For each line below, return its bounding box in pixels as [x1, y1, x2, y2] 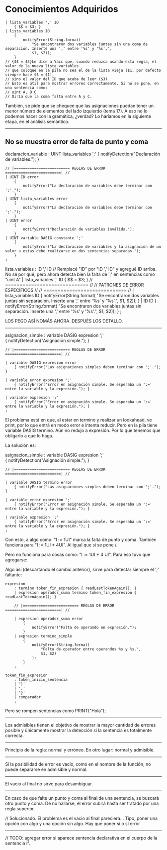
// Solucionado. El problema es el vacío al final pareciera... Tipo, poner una [5, 815, 158, 821]
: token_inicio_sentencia [14, 677, 68, 682]
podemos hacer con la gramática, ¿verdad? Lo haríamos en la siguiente [5, 113, 152, 119]
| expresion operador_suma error [14, 616, 83, 621]
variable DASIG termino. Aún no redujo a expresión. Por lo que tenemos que [5, 427, 161, 433]
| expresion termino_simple [14, 634, 72, 638]
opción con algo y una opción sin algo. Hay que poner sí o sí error [5, 820, 140, 827]
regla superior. [5, 805, 35, 812]
